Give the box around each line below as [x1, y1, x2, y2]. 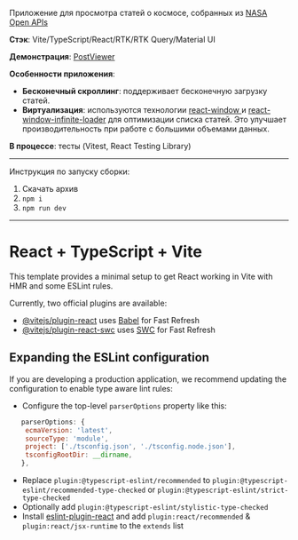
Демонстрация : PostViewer [9, 52, 115, 61]
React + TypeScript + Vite [9, 242, 202, 262]
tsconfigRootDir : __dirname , [25, 450, 133, 460]
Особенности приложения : [9, 68, 115, 79]
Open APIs [9, 17, 49, 28]
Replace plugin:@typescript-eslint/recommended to [21, 475, 211, 485]
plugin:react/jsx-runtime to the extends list [21, 520, 184, 531]
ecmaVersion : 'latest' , [25, 425, 114, 434]
